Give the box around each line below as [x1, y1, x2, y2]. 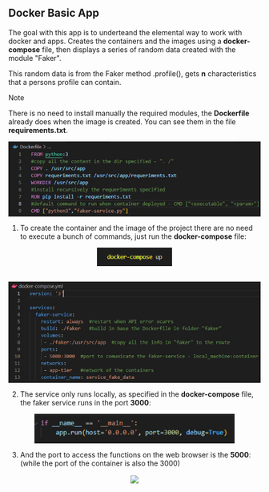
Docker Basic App [8, 6, 100, 20]
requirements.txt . [8, 125, 68, 135]
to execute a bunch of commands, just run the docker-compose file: [19, 232, 247, 241]
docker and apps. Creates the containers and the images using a [8, 36, 222, 46]
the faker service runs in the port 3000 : [19, 398, 151, 408]
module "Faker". [8, 53, 62, 63]
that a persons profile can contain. [8, 77, 122, 87]
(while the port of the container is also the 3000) [19, 458, 181, 468]
